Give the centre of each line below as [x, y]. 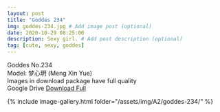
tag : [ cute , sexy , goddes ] [46, 45]
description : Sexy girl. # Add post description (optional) [95, 39]
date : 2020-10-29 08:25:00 [46, 33]
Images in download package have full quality [72, 81]
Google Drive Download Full [47, 88]
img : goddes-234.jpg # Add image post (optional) [80, 26]
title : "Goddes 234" [37, 20]
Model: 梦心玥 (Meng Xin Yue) [50, 73]
